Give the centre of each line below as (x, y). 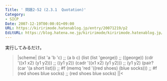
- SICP (12, 19)
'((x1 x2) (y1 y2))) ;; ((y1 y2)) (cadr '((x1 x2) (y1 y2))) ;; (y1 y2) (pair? (85, 63)
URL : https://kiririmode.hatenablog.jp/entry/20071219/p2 (66, 28)
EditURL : (14, 33)
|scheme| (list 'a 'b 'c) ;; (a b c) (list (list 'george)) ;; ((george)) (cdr (85, 57)
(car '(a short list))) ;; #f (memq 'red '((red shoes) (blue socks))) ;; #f (87, 68)
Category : (15, 14)
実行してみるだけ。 (25, 47)
